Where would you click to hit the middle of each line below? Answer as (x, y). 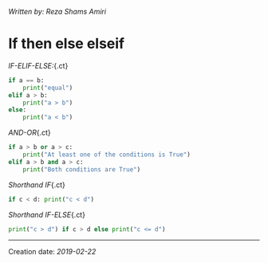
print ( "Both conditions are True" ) (82, 169)
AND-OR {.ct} (30, 133)
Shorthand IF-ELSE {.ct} (47, 214)
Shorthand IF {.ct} (37, 184)
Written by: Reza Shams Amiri (57, 12)
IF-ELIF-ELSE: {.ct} (38, 65)
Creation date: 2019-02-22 (52, 252)
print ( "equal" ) (48, 88)
